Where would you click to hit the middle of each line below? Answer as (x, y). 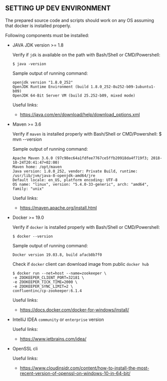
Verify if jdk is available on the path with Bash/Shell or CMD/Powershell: (86, 55)
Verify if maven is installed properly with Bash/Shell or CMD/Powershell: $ (87, 134)
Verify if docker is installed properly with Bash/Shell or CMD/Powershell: (86, 227)
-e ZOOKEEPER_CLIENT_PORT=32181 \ (48, 277)
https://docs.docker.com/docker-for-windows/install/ (75, 309)
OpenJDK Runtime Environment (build (50, 87)
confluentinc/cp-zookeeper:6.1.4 (47, 291)
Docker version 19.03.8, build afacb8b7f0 (57, 255)
